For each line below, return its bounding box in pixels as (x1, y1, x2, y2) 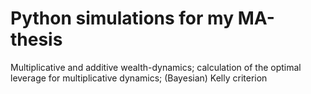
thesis (10, 28, 63, 51)
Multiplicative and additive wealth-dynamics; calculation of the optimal (10, 61, 302, 73)
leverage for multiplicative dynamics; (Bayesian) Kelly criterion (10, 72, 268, 84)
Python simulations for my (10, 7, 234, 30)
